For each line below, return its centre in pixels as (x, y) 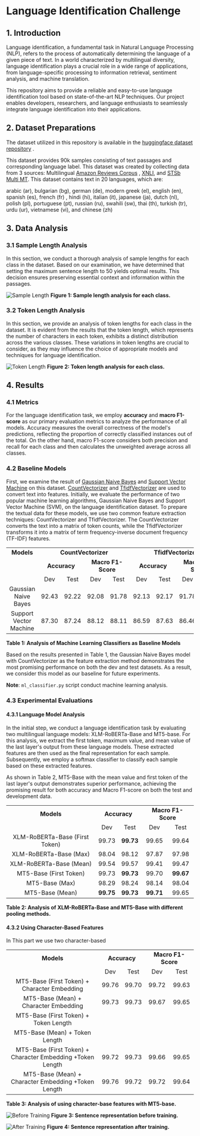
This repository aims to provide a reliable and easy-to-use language (89, 90)
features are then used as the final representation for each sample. (88, 753)
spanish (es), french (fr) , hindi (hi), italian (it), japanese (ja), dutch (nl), (93, 197)
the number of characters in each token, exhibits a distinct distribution (92, 336)
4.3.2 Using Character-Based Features (55, 927)
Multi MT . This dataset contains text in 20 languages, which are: (85, 179)
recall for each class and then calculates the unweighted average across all (99, 447)
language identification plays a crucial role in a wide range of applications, (97, 66)
